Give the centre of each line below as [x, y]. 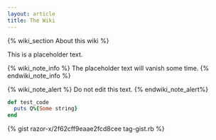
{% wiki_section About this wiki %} [58, 40]
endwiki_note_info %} [39, 76]
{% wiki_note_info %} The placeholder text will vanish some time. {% [108, 68]
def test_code [28, 102]
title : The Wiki [31, 21]
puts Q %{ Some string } [46, 109]
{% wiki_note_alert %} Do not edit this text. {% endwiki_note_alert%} [108, 89]
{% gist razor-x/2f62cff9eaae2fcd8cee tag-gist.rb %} [86, 129]
